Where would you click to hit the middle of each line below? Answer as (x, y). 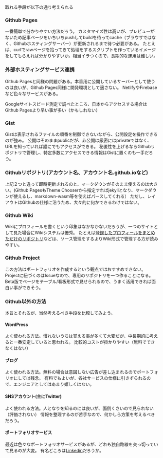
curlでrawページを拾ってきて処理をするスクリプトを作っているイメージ (85, 50)
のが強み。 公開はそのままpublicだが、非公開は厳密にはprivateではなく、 (78, 140)
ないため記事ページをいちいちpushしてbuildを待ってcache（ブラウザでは (78, 38)
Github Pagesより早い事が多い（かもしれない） (53, 110)
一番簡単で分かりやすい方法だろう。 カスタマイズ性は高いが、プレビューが (80, 31)
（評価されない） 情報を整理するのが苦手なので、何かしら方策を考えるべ (78, 414)
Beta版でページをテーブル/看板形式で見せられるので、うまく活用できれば (78, 281)
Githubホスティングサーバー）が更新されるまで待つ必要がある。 (78, 44)
